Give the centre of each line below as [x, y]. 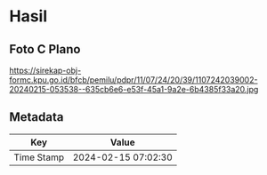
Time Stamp [39, 157]
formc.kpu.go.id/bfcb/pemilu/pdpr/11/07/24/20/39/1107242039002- [133, 80]
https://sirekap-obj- [45, 70]
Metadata [36, 117]
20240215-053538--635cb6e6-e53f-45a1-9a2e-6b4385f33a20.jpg [134, 89]
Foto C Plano [45, 49]
